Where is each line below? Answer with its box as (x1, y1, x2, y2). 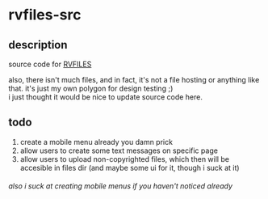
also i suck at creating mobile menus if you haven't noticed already (8, 181, 232, 191)
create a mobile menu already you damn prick (19, 137, 174, 146)
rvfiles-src (8, 6, 82, 24)
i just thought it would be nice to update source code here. (8, 92, 203, 102)
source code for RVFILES (8, 59, 92, 69)
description (8, 38, 68, 52)
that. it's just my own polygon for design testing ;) (8, 83, 174, 93)
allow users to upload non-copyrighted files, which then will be (19, 154, 230, 163)
